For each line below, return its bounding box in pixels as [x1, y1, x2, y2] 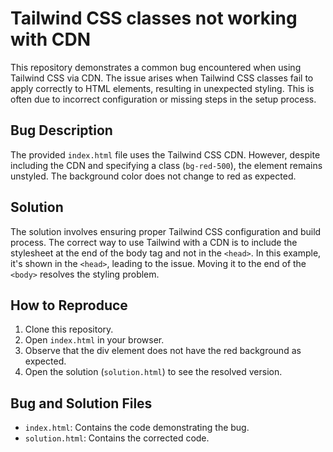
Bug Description [10, 122, 113, 139]
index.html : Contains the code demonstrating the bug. [24, 422, 250, 434]
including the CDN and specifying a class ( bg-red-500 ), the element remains [10, 159, 323, 171]
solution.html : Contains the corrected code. [24, 432, 210, 444]
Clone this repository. [24, 323, 114, 336]
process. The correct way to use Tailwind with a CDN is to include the [10, 236, 298, 248]
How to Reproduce [10, 297, 128, 314]
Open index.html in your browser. [24, 334, 165, 346]
